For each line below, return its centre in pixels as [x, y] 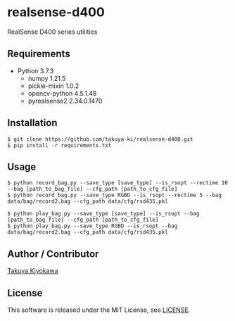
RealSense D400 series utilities [52, 32]
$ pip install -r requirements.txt [59, 145]
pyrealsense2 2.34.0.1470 [65, 101]
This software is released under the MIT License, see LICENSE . [99, 310]
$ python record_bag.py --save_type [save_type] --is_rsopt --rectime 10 [118, 183]
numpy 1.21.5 [47, 78]
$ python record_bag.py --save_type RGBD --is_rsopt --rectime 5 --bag [114, 195]
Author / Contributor [53, 254]
